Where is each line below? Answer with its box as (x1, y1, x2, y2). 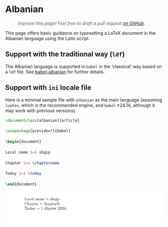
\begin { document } (5, 139, 42, 144)
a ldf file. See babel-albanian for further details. (5, 69, 105, 75)
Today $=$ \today (5, 171, 42, 176)
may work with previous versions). (5, 107, 76, 113)
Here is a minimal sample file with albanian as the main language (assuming (5, 97, 162, 103)
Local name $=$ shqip (5, 150, 51, 155)
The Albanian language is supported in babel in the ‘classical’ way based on (5, 63, 162, 69)
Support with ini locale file (5, 83, 92, 92)
